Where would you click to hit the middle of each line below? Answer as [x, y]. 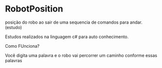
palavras [14, 60]
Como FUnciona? [22, 46]
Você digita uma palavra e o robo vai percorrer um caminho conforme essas [81, 55]
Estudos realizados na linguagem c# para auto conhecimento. [67, 37]
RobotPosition [34, 9]
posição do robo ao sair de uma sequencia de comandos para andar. [74, 22]
